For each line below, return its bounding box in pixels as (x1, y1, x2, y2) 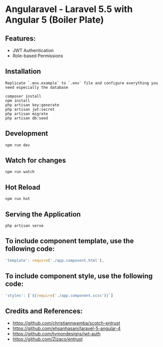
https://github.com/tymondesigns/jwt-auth (12, 331, 101, 337)
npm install (5, 98, 30, 103)
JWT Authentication (12, 48, 54, 53)
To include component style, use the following (5, 272, 153, 280)
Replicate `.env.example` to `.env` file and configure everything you (5, 80, 158, 86)
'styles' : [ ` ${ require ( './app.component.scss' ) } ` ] (5, 293, 113, 298)
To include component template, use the (5, 237, 134, 245)
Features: (5, 34, 36, 43)
